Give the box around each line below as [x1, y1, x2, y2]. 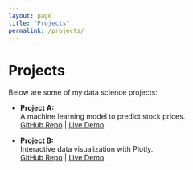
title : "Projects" [8, 19, 70, 27]
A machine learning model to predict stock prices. [19, 111, 186, 121]
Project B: [19, 136, 54, 145]
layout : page [8, 11, 52, 20]
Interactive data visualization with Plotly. [19, 144, 154, 154]
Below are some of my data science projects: [8, 87, 158, 97]
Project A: [19, 103, 55, 113]
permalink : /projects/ [8, 26, 84, 34]
